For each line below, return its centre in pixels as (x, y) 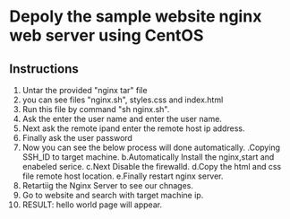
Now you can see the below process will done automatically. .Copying (151, 147)
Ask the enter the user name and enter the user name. (122, 119)
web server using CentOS (107, 35)
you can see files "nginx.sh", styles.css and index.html (123, 100)
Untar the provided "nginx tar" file (85, 90)
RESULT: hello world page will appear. (92, 205)
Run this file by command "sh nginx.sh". (96, 109)
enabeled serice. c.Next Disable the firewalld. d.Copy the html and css (152, 166)
